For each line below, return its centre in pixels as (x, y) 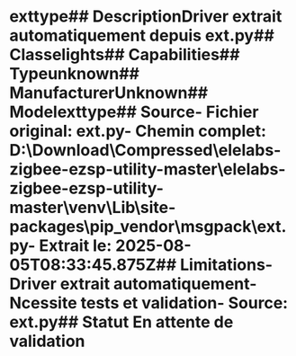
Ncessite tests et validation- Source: (149, 303)
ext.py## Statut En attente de (121, 322)
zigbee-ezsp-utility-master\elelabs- (148, 169)
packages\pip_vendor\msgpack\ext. (148, 227)
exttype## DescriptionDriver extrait (146, 17)
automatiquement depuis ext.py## (142, 36)
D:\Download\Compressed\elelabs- (145, 151)
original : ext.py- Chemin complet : (138, 131)
